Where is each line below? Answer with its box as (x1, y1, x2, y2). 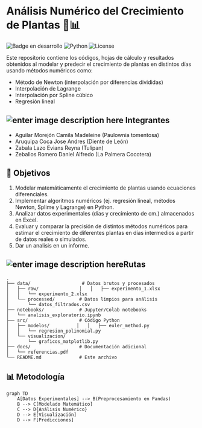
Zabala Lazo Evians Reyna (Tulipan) (14, 144, 104, 152)
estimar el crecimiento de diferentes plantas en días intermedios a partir (14, 229, 194, 236)
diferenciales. (14, 190, 49, 197)
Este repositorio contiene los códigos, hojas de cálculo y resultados (6, 54, 174, 61)
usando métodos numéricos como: (6, 66, 93, 74)
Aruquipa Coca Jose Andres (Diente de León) (14, 138, 128, 145)
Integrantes (125, 115, 170, 126)
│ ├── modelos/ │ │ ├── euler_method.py (6, 323, 150, 329)
